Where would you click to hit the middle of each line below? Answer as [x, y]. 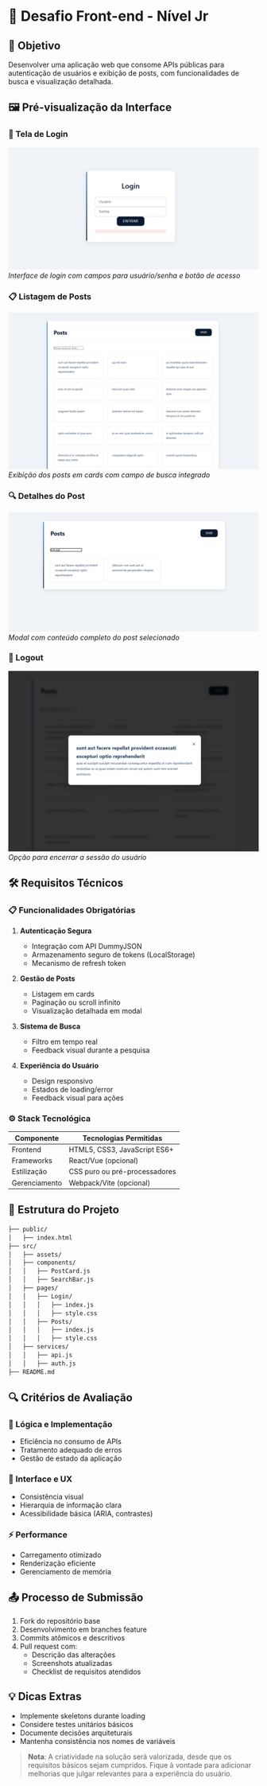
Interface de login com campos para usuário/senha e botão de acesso [124, 275]
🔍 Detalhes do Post [47, 496]
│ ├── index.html [41, 1237]
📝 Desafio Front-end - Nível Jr [108, 16]
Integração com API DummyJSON [87, 946]
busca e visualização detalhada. [61, 82]
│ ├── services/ [39, 1347]
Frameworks [32, 1161]
